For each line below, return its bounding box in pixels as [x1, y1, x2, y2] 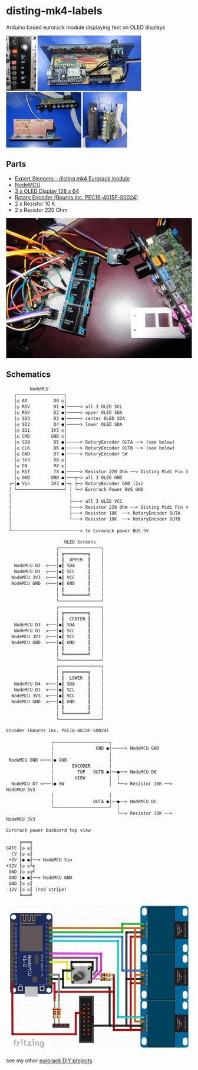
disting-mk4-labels [6, 4, 103, 18]
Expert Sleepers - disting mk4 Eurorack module [14, 174, 130, 182]
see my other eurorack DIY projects [6, 1057, 93, 1064]
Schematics [6, 370, 51, 380]
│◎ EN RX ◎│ [14, 463, 67, 468]
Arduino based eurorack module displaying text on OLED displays [6, 24, 166, 31]
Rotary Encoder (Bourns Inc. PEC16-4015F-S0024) [14, 193, 138, 201]
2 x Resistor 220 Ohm [14, 206, 68, 214]
